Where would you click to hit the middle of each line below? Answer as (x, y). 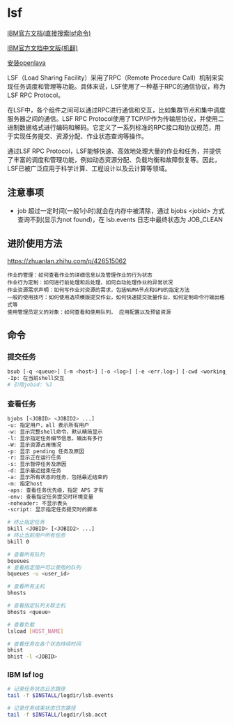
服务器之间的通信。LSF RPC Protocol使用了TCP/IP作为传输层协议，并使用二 (116, 118)
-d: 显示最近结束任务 (34, 471)
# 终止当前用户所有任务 (37, 536)
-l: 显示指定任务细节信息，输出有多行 (55, 438)
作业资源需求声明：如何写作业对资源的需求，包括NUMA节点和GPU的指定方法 (99, 290)
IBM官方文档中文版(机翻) (42, 47)
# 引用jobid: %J (30, 385)
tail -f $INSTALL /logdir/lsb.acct (57, 715)
